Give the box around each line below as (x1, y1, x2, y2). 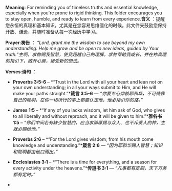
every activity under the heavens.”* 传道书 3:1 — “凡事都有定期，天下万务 (12, 165, 167, 171)
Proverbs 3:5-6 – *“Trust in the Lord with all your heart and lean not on (12, 79, 163, 85)
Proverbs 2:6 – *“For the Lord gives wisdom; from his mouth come (12, 136, 154, 142)
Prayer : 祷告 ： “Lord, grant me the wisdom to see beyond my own (5, 39, 145, 46)
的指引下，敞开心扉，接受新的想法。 (5, 58, 82, 63)
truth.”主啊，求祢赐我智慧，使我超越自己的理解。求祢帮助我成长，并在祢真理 (5, 51, 166, 57)
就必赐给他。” (12, 126, 40, 132)
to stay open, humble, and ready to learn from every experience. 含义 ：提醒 (5, 16, 165, 22)
